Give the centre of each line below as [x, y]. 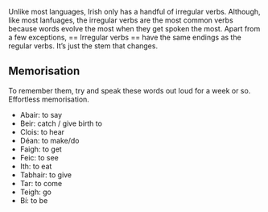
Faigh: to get [41, 149]
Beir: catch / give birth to [61, 123]
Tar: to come [41, 183]
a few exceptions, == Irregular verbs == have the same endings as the [125, 37]
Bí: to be [34, 200]
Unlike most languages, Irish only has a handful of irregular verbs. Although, [134, 12]
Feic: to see [39, 157]
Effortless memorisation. [49, 99]
